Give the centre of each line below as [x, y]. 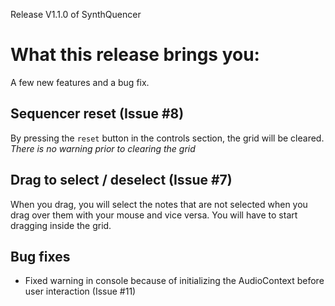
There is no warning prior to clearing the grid [103, 148]
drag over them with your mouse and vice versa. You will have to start [154, 215]
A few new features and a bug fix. [80, 82]
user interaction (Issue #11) [80, 291]
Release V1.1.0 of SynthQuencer [76, 14]
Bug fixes [40, 256]
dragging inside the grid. [61, 225]
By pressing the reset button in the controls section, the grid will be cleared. [167, 138]
